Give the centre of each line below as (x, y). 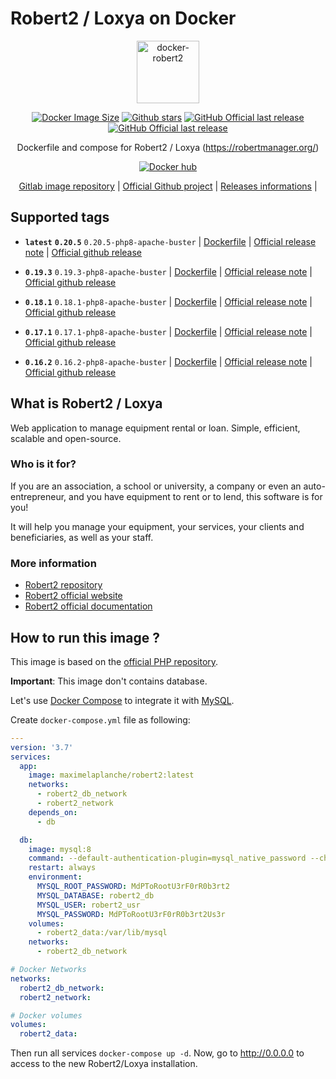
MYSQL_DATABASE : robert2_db (95, 895)
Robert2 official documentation (88, 606)
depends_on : (53, 812)
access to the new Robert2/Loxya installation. (104, 1064)
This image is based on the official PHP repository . (114, 661)
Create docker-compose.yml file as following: (100, 719)
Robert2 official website (73, 596)
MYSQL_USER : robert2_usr (88, 905)
